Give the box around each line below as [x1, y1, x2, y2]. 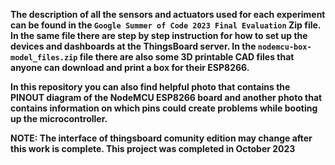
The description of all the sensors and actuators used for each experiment [10, 9, 326, 20]
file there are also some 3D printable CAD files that [79, 51, 295, 63]
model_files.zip [10, 53, 78, 63]
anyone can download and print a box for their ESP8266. [10, 62, 250, 73]
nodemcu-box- [257, 42, 312, 52]
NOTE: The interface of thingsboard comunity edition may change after [10, 132, 313, 144]
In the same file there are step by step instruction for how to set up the [10, 30, 308, 41]
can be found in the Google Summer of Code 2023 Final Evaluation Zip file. [10, 19, 322, 31]
